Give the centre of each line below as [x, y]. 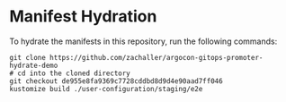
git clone [28, 57]
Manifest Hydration [83, 17]
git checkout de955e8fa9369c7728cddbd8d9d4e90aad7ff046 [116, 81]
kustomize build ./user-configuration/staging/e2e [106, 89]
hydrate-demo [34, 65]
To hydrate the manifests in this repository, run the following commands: [143, 41]
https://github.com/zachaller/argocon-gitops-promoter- [156, 57]
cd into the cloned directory [74, 73]
